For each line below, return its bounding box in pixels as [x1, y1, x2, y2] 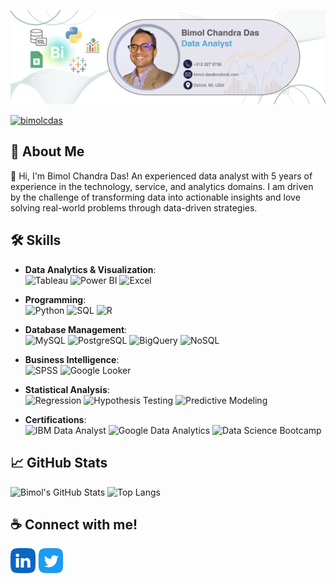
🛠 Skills [10, 232, 62, 249]
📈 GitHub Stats [10, 455, 108, 472]
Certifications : [24, 413, 87, 425]
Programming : [24, 293, 87, 305]
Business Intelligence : [24, 353, 120, 365]
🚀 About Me [10, 143, 85, 160]
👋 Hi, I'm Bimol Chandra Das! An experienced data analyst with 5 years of [10, 170, 313, 182]
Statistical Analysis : [24, 383, 110, 395]
